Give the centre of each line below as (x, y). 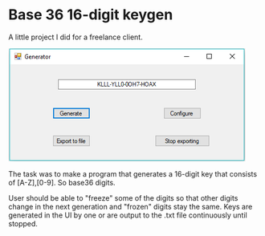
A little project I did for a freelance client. (75, 37)
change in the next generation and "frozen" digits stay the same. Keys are (130, 206)
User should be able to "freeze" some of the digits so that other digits (123, 197)
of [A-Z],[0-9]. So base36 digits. (62, 182)
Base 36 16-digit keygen (91, 15)
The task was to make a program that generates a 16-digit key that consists (133, 173)
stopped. (23, 223)
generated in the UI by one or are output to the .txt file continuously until (128, 215)
